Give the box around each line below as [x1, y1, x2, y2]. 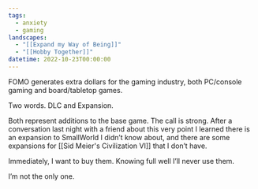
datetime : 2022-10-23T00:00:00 [8, 56, 111, 64]
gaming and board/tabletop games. [8, 85, 123, 94]
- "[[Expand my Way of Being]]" [15, 41, 122, 49]
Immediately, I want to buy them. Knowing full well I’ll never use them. [8, 156, 235, 165]
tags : [8, 11, 26, 20]
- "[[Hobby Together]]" [15, 48, 93, 56]
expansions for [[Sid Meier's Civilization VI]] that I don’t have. [8, 141, 208, 150]
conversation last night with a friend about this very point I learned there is [8, 124, 250, 134]
